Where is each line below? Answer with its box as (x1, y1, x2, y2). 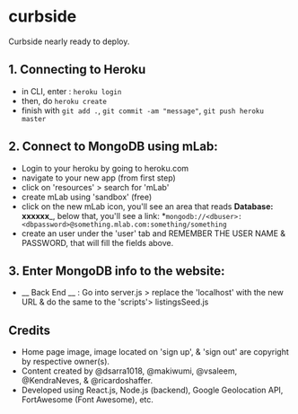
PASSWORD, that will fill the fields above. (21, 237, 174, 248)
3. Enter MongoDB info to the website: (8, 263, 225, 278)
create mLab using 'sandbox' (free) (21, 191, 153, 202)
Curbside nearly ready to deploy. (8, 36, 130, 47)
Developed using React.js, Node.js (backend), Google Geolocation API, (21, 384, 284, 396)
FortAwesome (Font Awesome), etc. (21, 394, 154, 405)
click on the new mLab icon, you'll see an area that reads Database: (21, 200, 274, 212)
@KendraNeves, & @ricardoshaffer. (21, 375, 153, 386)
